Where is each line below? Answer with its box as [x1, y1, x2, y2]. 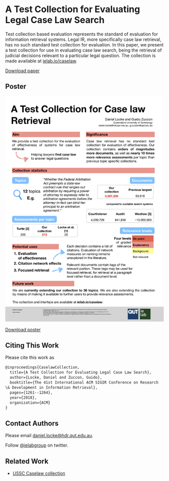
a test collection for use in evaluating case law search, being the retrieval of [5, 47, 162, 53]
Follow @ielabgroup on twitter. [5, 442, 69, 448]
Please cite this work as [5, 355, 54, 361]
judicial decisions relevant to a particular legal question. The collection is [5, 52, 156, 59]
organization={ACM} [10, 400, 51, 405]
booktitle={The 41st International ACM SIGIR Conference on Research [10, 380, 158, 385]
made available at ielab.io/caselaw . [5, 58, 77, 64]
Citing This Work [5, 341, 59, 350]
